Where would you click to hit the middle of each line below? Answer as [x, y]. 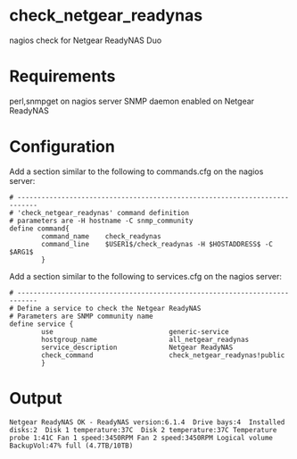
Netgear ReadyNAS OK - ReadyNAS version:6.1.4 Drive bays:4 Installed [147, 422]
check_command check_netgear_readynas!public [163, 355]
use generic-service [135, 331]
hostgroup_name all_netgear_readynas [145, 339]
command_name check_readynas [102, 236]
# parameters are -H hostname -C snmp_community [101, 221]
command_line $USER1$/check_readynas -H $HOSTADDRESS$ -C [157, 244]
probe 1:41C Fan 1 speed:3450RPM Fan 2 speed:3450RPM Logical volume [141, 438]
